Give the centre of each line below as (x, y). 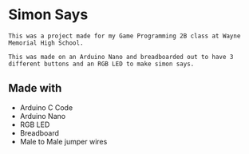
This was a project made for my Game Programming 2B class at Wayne (125, 36)
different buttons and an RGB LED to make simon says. (101, 64)
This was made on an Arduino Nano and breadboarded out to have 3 (121, 57)
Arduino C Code (46, 107)
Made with (35, 88)
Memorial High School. (46, 43)
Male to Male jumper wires (63, 141)
